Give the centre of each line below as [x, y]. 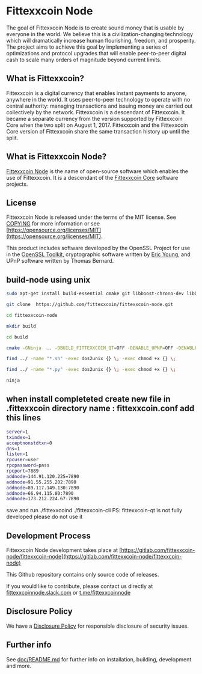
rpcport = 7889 [23, 471]
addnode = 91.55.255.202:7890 [41, 482]
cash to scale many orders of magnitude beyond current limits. [84, 60]
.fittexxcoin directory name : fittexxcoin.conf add [100, 409]
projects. [17, 184]
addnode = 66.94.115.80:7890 [40, 493]
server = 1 [17, 432]
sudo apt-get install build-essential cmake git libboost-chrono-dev [95, 294]
